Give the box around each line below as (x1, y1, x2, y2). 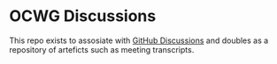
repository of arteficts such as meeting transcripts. (9, 44, 195, 54)
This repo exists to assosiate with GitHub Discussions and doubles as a (9, 35, 269, 46)
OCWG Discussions (9, 6, 157, 26)
